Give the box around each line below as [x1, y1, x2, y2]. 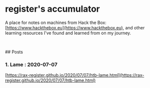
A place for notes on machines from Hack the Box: [5, 20, 107, 25]
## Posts [5, 49, 23, 55]
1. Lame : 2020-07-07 [5, 61, 58, 68]
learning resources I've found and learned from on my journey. [5, 30, 131, 36]
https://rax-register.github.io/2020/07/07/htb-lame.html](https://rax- [6, 72, 145, 78]
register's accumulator [5, 3, 100, 15]
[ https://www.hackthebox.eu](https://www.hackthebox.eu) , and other [5, 24, 145, 30]
